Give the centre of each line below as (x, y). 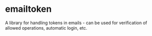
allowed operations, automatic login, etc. (46, 28)
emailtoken (28, 9)
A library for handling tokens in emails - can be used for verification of (76, 23)
